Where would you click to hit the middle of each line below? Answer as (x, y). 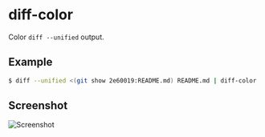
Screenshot (38, 106)
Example (31, 62)
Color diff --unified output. (56, 37)
